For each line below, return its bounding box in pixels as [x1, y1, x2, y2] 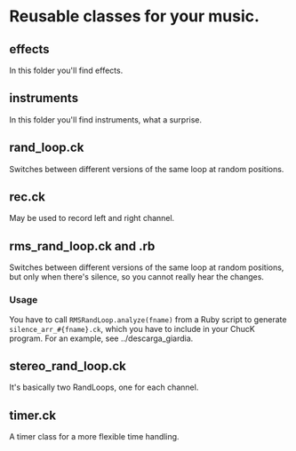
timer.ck [9, 407, 56, 423]
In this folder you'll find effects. [9, 65, 124, 75]
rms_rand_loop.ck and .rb [9, 238, 156, 254]
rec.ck [9, 189, 46, 205]
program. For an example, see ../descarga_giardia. [9, 333, 194, 344]
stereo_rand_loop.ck [9, 358, 126, 374]
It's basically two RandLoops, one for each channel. [9, 382, 199, 392]
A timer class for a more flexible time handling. [9, 431, 180, 442]
